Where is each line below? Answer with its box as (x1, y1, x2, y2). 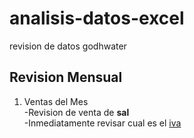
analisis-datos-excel (9, 7, 185, 30)
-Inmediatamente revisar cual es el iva (23, 117, 182, 129)
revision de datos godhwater (9, 40, 127, 52)
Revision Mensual (9, 69, 123, 86)
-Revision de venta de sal (23, 106, 130, 118)
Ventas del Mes (23, 95, 89, 107)
